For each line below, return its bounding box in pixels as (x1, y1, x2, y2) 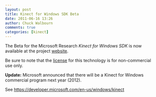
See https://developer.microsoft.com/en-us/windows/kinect (5, 87, 125, 92)
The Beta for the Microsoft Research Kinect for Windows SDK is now (5, 43, 142, 48)
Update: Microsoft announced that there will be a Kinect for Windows (5, 72, 144, 78)
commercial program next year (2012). (5, 77, 81, 83)
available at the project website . (5, 48, 69, 54)
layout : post (5, 7, 31, 12)
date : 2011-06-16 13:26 (5, 16, 53, 21)
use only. (5, 63, 23, 68)
